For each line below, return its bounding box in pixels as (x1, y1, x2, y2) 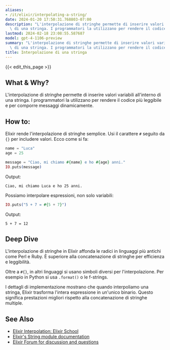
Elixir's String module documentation (12, 334, 90, 340)
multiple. (5, 300, 24, 306)
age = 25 (5, 150, 24, 155)
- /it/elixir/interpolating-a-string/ (5, 12, 87, 17)
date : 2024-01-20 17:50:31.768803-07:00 (5, 17, 92, 22)
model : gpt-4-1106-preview (5, 36, 62, 41)
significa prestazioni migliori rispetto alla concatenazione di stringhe (5, 295, 148, 301)
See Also (5, 315, 34, 323)
